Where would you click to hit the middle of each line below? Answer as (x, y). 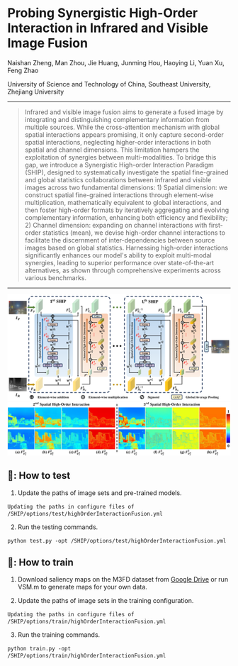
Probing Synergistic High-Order (103, 13)
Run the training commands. (59, 635)
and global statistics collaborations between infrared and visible (118, 179)
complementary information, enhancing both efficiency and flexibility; (126, 217)
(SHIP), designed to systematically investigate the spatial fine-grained (126, 172)
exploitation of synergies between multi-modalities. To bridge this (120, 157)
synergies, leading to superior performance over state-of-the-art (119, 262)
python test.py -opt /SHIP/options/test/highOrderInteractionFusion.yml (117, 540)
